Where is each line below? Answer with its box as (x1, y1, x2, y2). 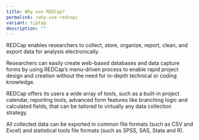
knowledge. (6, 79, 35, 86)
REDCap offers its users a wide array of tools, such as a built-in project (6, 90, 180, 97)
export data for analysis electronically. (6, 48, 100, 55)
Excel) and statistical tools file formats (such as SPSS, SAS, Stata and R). (6, 127, 184, 134)
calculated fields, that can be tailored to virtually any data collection (6, 102, 172, 110)
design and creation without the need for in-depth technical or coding (6, 72, 177, 79)
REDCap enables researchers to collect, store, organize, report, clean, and (6, 42, 188, 49)
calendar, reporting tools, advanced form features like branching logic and (6, 97, 188, 104)
